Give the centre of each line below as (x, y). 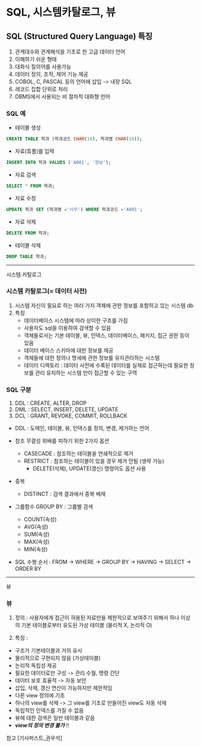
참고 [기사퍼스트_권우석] (34, 738)
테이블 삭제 (28, 245)
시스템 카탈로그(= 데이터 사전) (47, 291)
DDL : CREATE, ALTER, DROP (51, 403)
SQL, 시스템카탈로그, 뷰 (61, 12)
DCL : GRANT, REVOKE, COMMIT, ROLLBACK (71, 416)
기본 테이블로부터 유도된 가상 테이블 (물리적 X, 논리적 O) (87, 625)
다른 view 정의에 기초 (40, 696)
